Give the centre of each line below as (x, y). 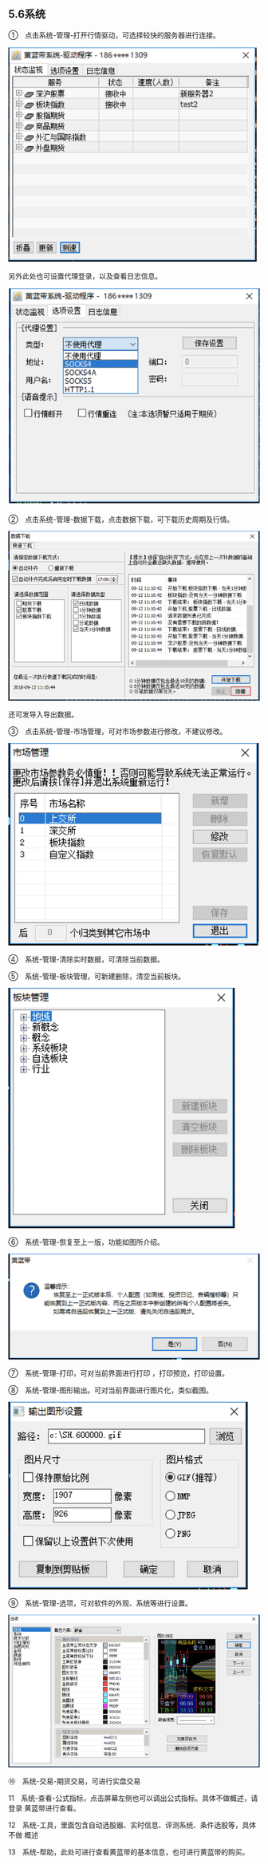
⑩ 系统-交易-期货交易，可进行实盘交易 (75, 1781)
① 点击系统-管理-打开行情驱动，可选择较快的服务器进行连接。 (114, 35)
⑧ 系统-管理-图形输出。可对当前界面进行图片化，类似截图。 (111, 1390)
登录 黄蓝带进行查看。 (44, 1808)
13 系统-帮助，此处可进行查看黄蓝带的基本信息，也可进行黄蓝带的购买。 (129, 1852)
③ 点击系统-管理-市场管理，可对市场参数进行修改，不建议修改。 (118, 732)
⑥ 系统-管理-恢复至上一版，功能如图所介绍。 (87, 1242)
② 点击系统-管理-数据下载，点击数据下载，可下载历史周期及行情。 (121, 519)
